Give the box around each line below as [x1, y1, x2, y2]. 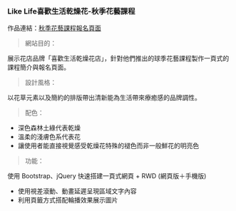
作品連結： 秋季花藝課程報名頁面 [7, 24, 101, 33]
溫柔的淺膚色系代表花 [17, 133, 81, 141]
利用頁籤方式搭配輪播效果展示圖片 [17, 196, 118, 205]
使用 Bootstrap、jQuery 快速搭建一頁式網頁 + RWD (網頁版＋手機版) [7, 172, 207, 180]
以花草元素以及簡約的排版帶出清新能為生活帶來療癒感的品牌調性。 [7, 93, 201, 102]
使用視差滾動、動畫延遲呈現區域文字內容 [17, 187, 137, 195]
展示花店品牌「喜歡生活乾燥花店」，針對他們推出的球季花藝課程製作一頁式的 [7, 54, 230, 63]
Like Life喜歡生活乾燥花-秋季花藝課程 [7, 6, 135, 16]
